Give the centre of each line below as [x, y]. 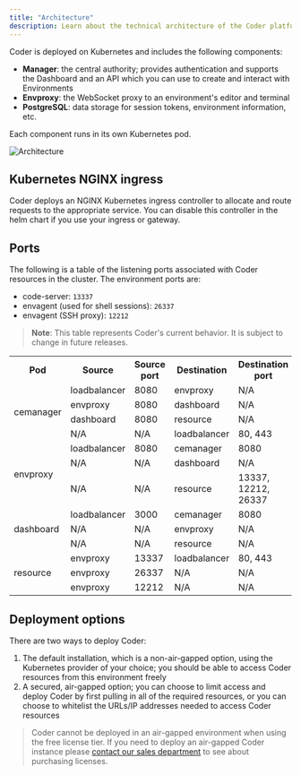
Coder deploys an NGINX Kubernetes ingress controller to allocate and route [150, 201]
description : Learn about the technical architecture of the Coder [138, 26]
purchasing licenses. [69, 761]
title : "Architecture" [52, 17]
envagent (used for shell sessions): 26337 [98, 306]
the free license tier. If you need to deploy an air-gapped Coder [148, 742]
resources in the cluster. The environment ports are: [105, 280]
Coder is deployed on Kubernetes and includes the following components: [146, 51]
